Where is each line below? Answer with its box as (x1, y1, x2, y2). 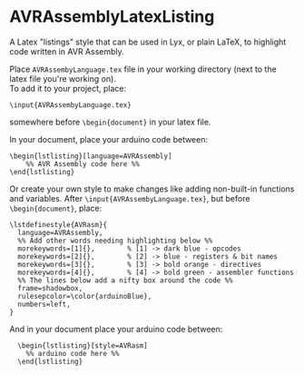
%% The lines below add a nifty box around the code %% (17, 275, 233, 285)
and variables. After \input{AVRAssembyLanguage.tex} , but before (9, 192, 250, 203)
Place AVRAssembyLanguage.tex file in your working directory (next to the (9, 64, 277, 74)
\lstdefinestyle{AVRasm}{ (9, 220, 107, 229)
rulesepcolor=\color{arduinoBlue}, (17, 291, 152, 301)
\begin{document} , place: (9, 202, 103, 213)
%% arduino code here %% (25, 349, 120, 358)
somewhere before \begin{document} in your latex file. (9, 116, 211, 127)
